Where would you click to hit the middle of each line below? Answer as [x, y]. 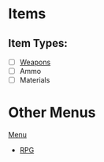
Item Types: [38, 43]
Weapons [35, 62]
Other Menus [52, 113]
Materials [35, 80]
